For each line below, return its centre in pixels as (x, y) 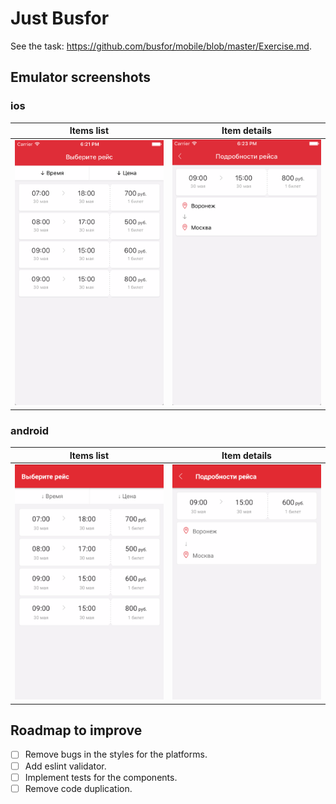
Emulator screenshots (81, 77)
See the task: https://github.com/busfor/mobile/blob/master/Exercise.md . (161, 46)
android (30, 430)
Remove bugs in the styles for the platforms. (116, 754)
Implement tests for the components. (101, 777)
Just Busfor (60, 18)
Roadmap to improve (76, 730)
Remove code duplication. (78, 788)
